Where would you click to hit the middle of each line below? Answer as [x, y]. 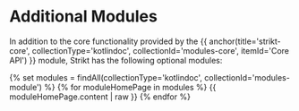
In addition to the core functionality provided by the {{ [108, 41]
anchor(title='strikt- [245, 41]
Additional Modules [84, 17]
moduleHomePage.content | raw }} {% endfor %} [100, 97]
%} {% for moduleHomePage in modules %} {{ [130, 87]
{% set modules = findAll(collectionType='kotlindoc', [106, 77]
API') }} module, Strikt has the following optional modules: [116, 60]
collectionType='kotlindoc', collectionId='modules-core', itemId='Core [160, 50]
